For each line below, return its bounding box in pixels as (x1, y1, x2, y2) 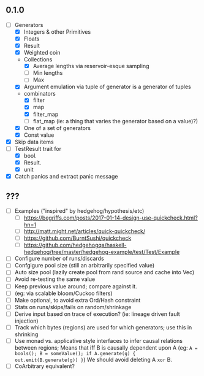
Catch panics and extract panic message (14, 173, 118, 180)
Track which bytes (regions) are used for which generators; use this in (14, 323, 192, 331)
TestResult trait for (14, 145, 62, 152)
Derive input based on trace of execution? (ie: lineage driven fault (14, 310, 180, 318)
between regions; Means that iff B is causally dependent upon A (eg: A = (14, 343, 198, 351)
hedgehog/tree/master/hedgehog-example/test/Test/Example (23, 248, 180, 256)
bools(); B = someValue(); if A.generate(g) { (14, 350, 136, 356)
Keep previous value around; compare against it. (14, 282, 137, 290)
